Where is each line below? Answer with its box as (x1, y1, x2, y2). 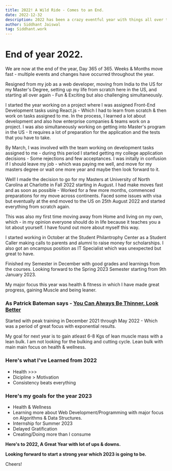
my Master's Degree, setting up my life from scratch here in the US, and (5, 87, 157, 93)
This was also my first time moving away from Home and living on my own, (5, 213, 163, 220)
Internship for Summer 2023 (12, 420, 73, 426)
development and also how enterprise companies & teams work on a (5, 119, 150, 125)
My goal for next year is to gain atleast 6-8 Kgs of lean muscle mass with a (5, 333, 163, 339)
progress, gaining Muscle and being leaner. (5, 287, 97, 293)
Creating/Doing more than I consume (12, 431, 91, 437)
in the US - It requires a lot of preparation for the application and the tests (5, 129, 160, 135)
